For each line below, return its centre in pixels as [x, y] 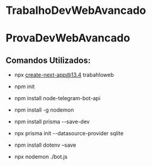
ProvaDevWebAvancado [68, 38]
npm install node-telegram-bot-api [57, 98]
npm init [24, 87]
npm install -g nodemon [44, 110]
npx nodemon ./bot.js [41, 157]
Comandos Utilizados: [48, 60]
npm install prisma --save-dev [52, 122]
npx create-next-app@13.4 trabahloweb [64, 75]
